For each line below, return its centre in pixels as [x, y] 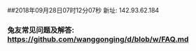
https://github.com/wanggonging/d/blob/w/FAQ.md [98, 39]
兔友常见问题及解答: [41, 30]
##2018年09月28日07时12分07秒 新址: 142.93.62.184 [83, 10]
